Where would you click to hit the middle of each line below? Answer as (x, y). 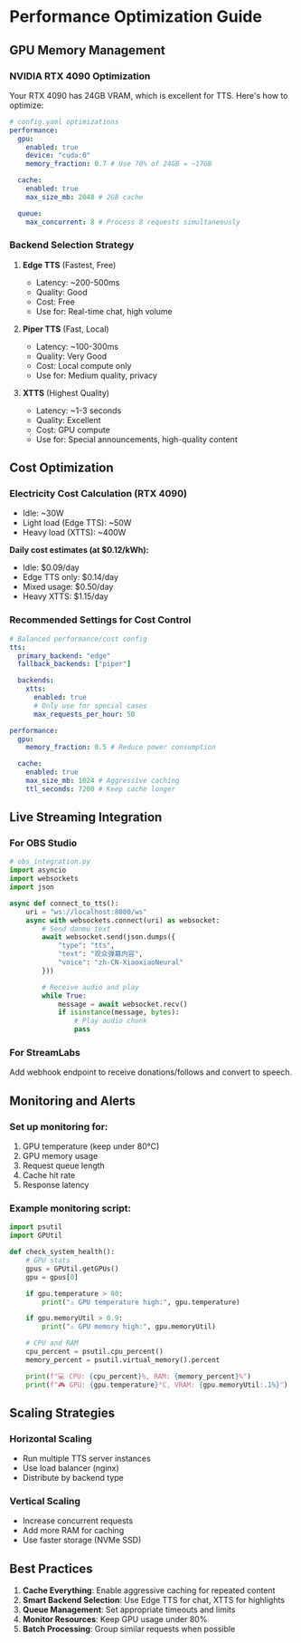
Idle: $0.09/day (51, 567)
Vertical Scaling (45, 1502)
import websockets (44, 879)
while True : (65, 995)
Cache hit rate (49, 1175)
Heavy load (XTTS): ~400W (74, 533)
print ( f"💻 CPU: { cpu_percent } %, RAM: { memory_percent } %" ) (138, 1376)
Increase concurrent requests (78, 1521)
